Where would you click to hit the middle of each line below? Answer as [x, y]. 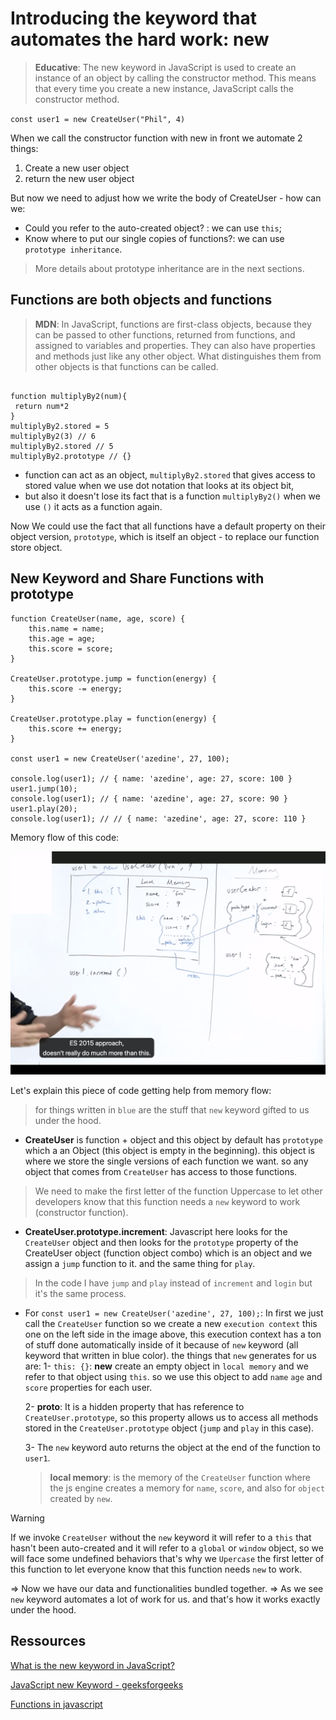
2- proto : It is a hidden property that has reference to [134, 1406]
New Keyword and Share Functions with [137, 578]
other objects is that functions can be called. [126, 366]
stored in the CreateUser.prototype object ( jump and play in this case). [169, 1428]
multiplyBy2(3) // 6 [53, 436]
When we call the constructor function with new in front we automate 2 [156, 138]
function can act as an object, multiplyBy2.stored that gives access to [170, 474]
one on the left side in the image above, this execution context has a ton [173, 1334]
